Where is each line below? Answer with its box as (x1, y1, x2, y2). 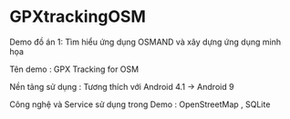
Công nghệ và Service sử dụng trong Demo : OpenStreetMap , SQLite (9, 98, 271, 110)
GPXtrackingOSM (9, 6, 146, 27)
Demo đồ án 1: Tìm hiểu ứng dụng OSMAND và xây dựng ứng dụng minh (9, 36, 281, 47)
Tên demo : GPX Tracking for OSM (9, 64, 140, 74)
